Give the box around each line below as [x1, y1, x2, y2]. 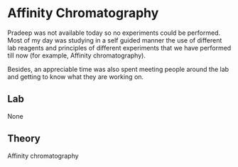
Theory [7, 133, 41, 145]
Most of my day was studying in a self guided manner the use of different [7, 36, 222, 44]
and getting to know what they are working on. [7, 72, 144, 81]
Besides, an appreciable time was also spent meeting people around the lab [7, 65, 229, 73]
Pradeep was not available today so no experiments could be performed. [7, 28, 221, 37]
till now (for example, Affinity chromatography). [7, 51, 146, 60]
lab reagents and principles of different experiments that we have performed [7, 43, 232, 52]
